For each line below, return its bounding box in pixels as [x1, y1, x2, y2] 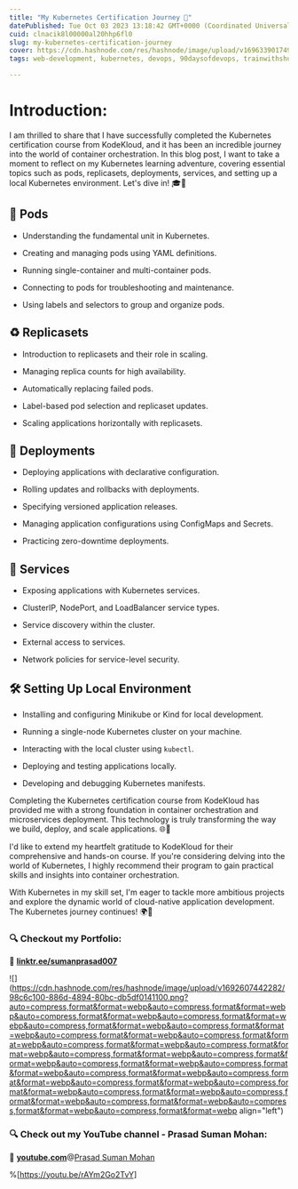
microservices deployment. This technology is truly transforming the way [9, 815, 277, 824]
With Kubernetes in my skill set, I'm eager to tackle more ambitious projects [9, 887, 286, 897]
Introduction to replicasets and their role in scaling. [21, 349, 208, 359]
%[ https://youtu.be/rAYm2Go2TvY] [9, 1169, 137, 1179]
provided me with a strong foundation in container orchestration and [9, 805, 259, 815]
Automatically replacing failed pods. [21, 383, 153, 394]
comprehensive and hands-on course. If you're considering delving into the [9, 851, 286, 861]
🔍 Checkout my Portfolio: [9, 932, 122, 944]
